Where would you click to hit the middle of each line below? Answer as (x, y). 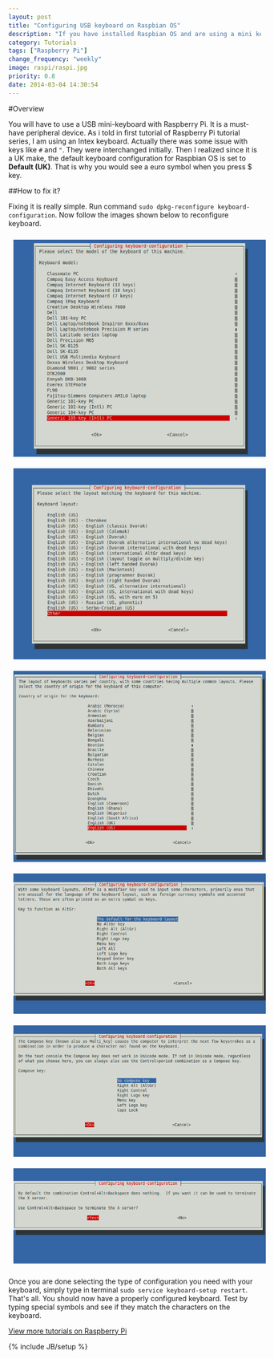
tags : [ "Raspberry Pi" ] (48, 51)
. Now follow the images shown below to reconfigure (142, 215)
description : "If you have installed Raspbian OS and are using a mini (130, 34)
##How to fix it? (34, 191)
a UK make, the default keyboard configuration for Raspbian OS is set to (127, 158)
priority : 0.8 (32, 76)
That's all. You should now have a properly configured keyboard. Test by (128, 1298)
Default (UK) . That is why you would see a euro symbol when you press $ (130, 166)
